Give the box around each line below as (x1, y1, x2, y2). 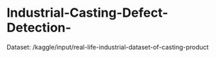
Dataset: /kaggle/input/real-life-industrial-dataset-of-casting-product (6, 43, 210, 51)
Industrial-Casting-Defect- (6, 5, 169, 21)
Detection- (6, 20, 72, 36)
